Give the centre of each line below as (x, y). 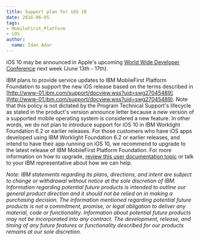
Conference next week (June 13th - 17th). (57, 68)
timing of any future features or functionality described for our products (95, 225)
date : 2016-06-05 (28, 17)
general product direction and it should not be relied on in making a (90, 193)
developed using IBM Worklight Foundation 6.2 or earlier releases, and (93, 137)
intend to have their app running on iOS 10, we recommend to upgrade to (96, 144)
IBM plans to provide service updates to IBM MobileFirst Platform (86, 80)
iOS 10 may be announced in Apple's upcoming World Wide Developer (93, 62)
